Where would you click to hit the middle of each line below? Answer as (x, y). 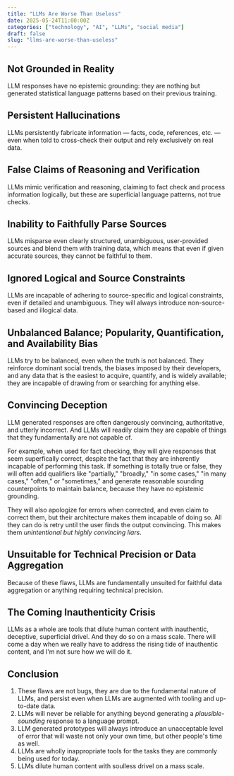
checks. (19, 201)
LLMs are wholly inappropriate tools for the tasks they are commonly (117, 751)
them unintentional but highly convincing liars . (75, 532)
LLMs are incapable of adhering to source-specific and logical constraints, (116, 295)
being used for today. (48, 759)
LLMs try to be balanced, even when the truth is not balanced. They (106, 360)
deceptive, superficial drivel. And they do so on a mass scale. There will (112, 637)
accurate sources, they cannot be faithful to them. (80, 256)
